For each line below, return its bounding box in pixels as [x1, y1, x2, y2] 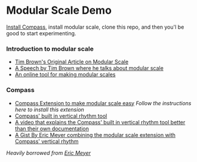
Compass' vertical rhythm [14, 137, 79, 145]
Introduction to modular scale [6, 44, 94, 53]
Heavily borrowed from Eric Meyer [6, 149, 91, 156]
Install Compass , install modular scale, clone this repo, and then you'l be [6, 23, 184, 30]
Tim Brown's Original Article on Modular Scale [14, 58, 129, 66]
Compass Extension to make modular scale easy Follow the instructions [14, 99, 192, 106]
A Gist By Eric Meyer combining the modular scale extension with [14, 131, 176, 138]
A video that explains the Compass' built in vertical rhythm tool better [14, 118, 186, 126]
